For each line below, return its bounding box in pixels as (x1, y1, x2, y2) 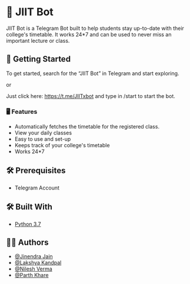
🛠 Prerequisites (6, 165, 66, 175)
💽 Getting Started (6, 54, 71, 64)
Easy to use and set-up (14, 136, 71, 143)
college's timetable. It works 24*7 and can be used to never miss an (6, 31, 172, 38)
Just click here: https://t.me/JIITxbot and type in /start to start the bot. (6, 92, 175, 99)
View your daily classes (14, 129, 72, 137)
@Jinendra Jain (14, 253, 53, 260)
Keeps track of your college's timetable (14, 142, 110, 149)
